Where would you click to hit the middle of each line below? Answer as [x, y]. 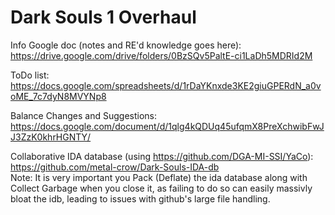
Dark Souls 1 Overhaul [103, 17]
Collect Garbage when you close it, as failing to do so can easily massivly [161, 188]
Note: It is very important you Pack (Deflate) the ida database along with [159, 177]
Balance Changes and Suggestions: [84, 115]
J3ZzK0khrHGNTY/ [51, 137]
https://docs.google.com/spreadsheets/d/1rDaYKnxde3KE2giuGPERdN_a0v [166, 85]
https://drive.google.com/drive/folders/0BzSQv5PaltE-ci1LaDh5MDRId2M [161, 55]
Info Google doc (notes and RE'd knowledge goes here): [126, 45]
